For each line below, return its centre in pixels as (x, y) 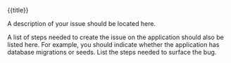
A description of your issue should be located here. (82, 23)
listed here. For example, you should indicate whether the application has (113, 44)
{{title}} (18, 10)
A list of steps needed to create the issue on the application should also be (115, 37)
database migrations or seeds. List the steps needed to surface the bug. (112, 52)
